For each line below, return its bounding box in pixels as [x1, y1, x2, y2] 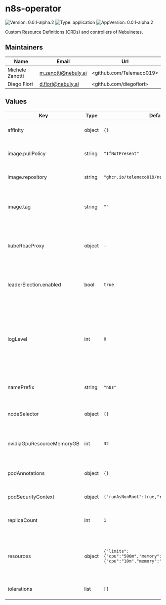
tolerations [7, 585, 33, 592]
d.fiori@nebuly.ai [39, 80, 79, 87]
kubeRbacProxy [7, 242, 44, 249]
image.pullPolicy [7, 150, 46, 157]
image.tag [7, 203, 31, 210]
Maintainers [5, 43, 43, 52]
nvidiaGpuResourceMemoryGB [7, 440, 80, 447]
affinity [7, 127, 24, 134]
